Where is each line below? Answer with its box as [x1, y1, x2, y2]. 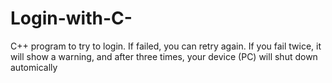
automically [10, 61, 58, 73]
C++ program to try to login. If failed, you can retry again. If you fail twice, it [10, 40, 322, 52]
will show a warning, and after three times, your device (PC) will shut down [10, 50, 318, 62]
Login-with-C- [10, 7, 133, 30]
